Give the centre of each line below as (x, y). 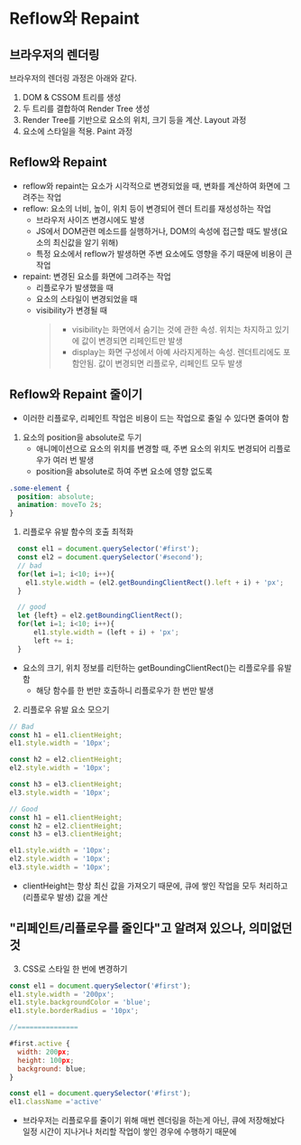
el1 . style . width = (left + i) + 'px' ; (106, 633)
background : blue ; (52, 1069)
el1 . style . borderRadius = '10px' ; (74, 1011)
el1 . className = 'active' (56, 1102)
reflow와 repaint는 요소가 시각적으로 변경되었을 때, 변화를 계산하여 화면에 (151, 185)
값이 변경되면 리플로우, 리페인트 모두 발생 (170, 363)
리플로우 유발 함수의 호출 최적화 (78, 532)
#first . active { (40, 1044)
